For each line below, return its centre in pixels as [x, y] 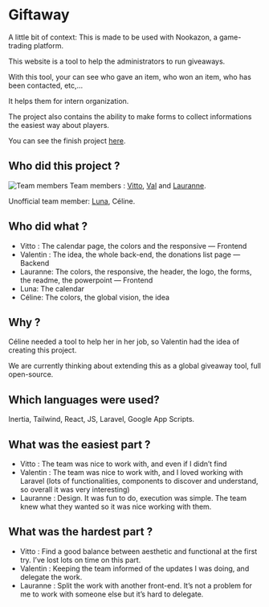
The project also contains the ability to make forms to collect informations [130, 116]
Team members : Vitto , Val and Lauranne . [138, 185]
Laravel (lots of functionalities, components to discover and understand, [139, 481]
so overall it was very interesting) [75, 489]
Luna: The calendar [52, 288]
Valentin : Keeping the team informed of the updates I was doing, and [134, 568]
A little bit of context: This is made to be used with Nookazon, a [113, 37]
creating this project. [43, 350]
